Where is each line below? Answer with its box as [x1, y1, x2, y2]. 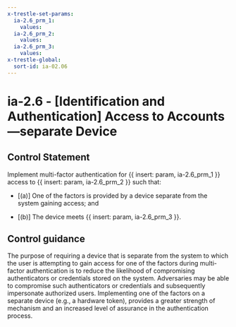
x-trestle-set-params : [7, 10, 74, 18]
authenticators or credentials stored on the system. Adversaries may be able [7, 274, 230, 283]
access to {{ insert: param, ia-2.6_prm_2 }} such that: [7, 177, 162, 186]
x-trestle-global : [7, 57, 61, 64]
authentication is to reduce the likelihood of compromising [25, 266, 195, 275]
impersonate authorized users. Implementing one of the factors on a [7, 289, 206, 297]
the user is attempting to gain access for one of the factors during [7, 259, 199, 268]
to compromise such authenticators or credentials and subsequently [7, 282, 206, 290]
